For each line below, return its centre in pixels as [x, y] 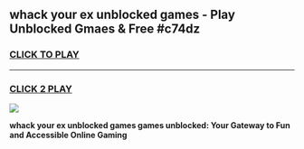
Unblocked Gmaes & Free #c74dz [105, 29]
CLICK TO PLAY [44, 55]
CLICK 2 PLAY [41, 88]
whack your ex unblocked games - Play [122, 15]
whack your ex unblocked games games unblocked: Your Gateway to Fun [150, 125]
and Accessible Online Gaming [68, 135]
